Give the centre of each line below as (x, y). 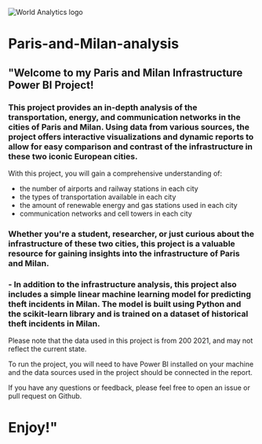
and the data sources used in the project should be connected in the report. (130, 373)
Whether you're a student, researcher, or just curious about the (131, 234)
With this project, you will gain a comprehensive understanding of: (115, 173)
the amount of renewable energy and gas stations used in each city (128, 205)
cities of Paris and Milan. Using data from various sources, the (129, 127)
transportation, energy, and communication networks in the (124, 117)
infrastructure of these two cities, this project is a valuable (122, 243)
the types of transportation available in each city (98, 197)
